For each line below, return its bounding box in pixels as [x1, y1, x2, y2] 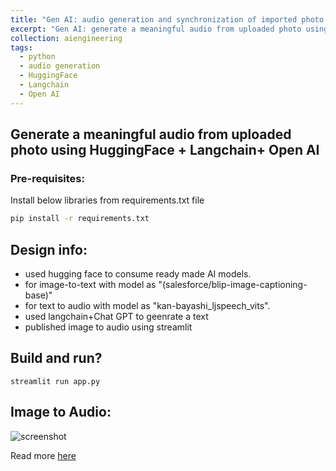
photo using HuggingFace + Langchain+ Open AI [10, 142, 320, 159]
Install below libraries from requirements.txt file [10, 194, 205, 206]
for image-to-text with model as [24, 279, 157, 290]
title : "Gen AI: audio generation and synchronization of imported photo [10, 14, 325, 25]
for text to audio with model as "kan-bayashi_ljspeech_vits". [24, 300, 271, 311]
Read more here [10, 449, 77, 461]
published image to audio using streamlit [24, 321, 193, 333]
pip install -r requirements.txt [10, 214, 150, 224]
